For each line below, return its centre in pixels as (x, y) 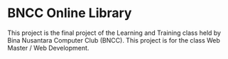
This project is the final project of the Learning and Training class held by (114, 33)
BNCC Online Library (70, 13)
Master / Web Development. (48, 48)
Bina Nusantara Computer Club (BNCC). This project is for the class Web (114, 40)
